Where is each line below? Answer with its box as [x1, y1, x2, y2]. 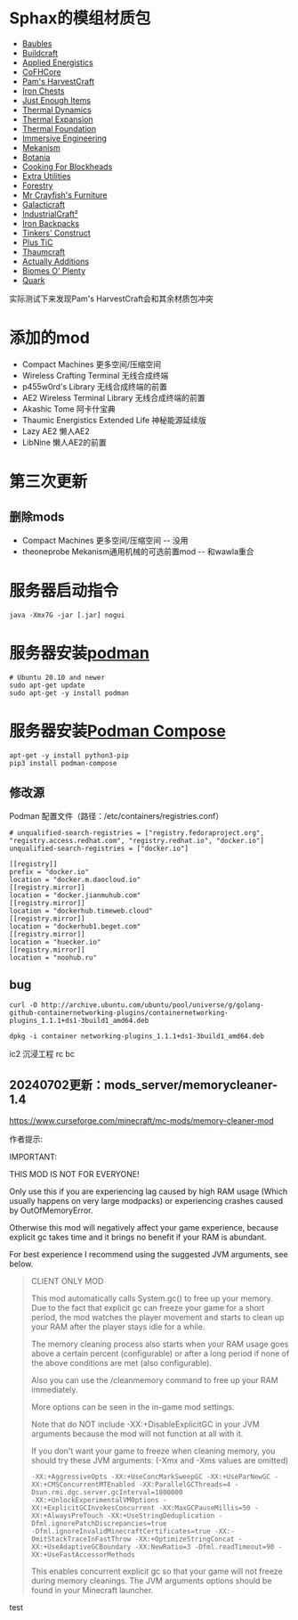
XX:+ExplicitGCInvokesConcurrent [30, 1503, 156, 1513]
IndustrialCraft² [21, 209, 78, 219]
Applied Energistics [21, 57, 93, 68]
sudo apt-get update [9, 681, 86, 690]
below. [9, 1258, 34, 1270]
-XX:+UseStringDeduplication [106, 1511, 215, 1520]
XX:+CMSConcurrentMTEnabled [30, 1480, 135, 1489]
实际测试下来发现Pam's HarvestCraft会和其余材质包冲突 [9, 293, 213, 304]
